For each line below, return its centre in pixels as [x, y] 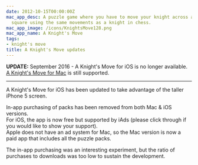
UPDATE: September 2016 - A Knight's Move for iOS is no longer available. [97, 66]
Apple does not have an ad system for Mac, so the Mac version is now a [94, 132]
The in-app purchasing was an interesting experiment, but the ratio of [91, 150]
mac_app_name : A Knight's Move [44, 33]
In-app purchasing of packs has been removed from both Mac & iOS [89, 107]
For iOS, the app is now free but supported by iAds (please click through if [96, 119]
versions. [17, 113]
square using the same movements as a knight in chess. [81, 22]
